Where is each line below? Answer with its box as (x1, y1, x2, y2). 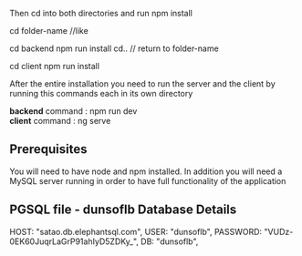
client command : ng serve (9, 116, 111, 126)
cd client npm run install (9, 61, 100, 71)
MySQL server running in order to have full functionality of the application (9, 175, 286, 186)
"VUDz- (264, 226, 294, 237)
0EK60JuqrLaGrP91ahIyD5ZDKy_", (9, 236, 140, 247)
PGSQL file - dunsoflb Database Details (9, 202, 237, 218)
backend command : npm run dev (9, 106, 138, 117)
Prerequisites (9, 141, 88, 158)
